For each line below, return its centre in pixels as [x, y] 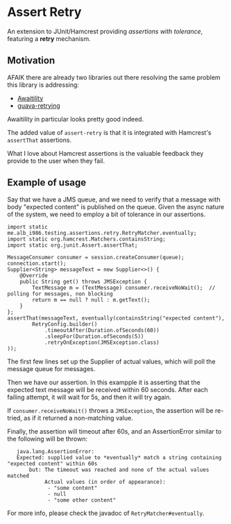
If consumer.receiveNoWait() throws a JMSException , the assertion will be [110, 410]
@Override [34, 275]
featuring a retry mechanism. [49, 38]
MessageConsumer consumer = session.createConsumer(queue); [96, 257]
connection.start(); [37, 263]
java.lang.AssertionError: [55, 451]
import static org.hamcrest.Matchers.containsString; [87, 239]
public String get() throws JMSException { [84, 281]
